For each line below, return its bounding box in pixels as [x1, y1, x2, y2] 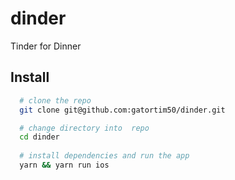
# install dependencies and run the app [19, 151, 190, 161]
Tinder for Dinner [10, 40, 82, 52]
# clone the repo [19, 95, 92, 106]
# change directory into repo [19, 123, 150, 133]
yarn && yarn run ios [19, 160, 110, 170]
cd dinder [19, 132, 60, 142]
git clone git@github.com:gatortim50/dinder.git [19, 105, 226, 115]
